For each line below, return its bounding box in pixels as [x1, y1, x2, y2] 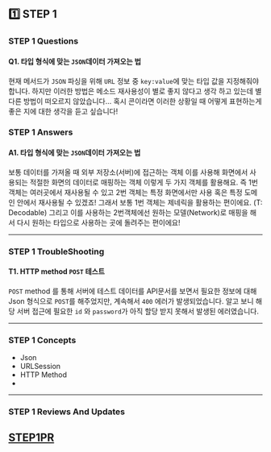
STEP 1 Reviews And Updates [8, 406, 125, 417]
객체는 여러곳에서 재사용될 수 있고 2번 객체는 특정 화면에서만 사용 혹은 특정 [8, 187, 244, 197]
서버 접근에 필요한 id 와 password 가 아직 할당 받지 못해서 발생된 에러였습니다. [16, 306, 260, 316]
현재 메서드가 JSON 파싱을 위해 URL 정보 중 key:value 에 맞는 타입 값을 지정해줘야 [8, 76, 260, 85]
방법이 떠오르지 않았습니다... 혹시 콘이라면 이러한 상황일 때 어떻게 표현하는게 [23, 96, 262, 106]
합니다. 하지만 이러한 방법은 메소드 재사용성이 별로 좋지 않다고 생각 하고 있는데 [8, 86, 254, 96]
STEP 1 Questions [8, 35, 79, 47]
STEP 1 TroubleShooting [8, 246, 105, 257]
